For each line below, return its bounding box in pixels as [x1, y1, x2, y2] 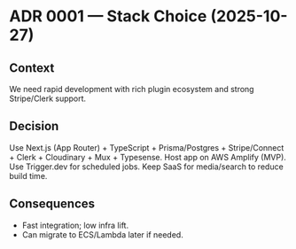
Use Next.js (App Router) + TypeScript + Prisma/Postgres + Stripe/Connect [9, 142, 284, 152]
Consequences [9, 197, 96, 212]
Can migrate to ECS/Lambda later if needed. [21, 229, 183, 240]
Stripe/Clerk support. [9, 93, 87, 104]
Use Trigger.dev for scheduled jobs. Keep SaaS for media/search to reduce [9, 161, 284, 172]
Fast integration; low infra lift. [21, 220, 129, 230]
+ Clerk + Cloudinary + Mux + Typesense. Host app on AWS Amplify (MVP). [9, 152, 286, 162]
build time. [9, 170, 48, 181]
